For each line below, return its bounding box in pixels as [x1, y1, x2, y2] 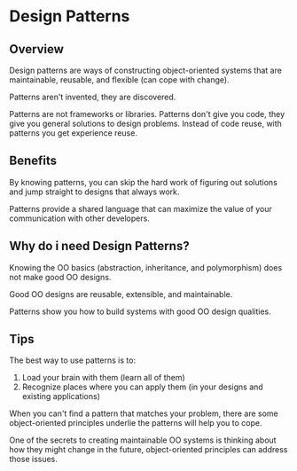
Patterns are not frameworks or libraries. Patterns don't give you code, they [9, 109, 285, 119]
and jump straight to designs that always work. [9, 186, 180, 197]
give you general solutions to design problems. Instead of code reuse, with [9, 118, 282, 129]
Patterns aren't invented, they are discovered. [9, 91, 176, 102]
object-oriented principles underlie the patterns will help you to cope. [9, 418, 262, 428]
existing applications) [21, 391, 100, 402]
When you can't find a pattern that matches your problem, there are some [9, 408, 279, 419]
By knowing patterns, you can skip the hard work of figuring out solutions [9, 177, 277, 187]
